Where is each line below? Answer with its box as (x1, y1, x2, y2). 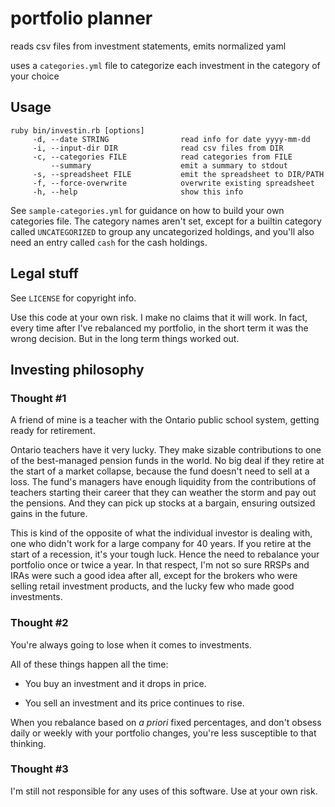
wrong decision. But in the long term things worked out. (10, 332, 240, 344)
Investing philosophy (10, 361, 145, 378)
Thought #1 (10, 391, 67, 405)
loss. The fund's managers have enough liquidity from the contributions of (10, 476, 317, 488)
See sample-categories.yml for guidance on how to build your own (10, 204, 285, 216)
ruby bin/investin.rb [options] (10, 125, 145, 136)
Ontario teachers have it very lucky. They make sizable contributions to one (10, 444, 322, 456)
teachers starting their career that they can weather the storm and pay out (10, 487, 317, 499)
